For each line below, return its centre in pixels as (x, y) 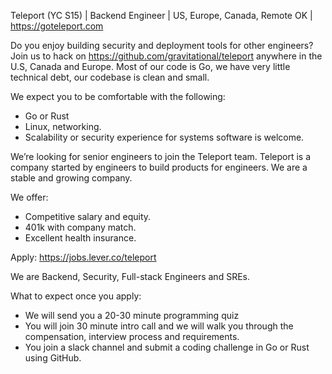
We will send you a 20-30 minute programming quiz (132, 315)
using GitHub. (53, 358)
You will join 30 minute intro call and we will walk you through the (159, 326)
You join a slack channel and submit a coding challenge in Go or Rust (167, 347)
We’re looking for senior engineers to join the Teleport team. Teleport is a (161, 156)
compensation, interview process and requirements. (132, 336)
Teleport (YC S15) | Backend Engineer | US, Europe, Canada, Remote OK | (161, 15)
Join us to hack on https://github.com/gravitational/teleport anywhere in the (166, 56)
